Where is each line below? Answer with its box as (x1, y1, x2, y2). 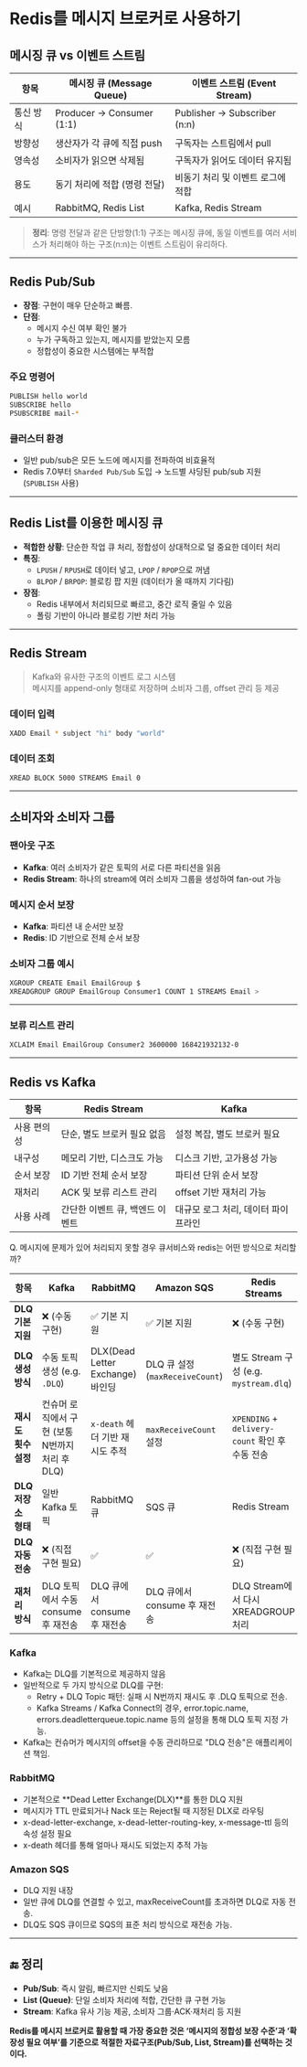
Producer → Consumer (55, 107, 153, 119)
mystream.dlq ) (231, 1377, 292, 1390)
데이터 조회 (9, 751, 56, 764)
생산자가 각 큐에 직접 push (55, 137, 163, 149)
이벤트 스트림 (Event (191, 77, 277, 90)
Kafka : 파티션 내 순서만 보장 (22, 921, 124, 932)
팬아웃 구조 (9, 839, 56, 852)
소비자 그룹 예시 (9, 957, 75, 970)
